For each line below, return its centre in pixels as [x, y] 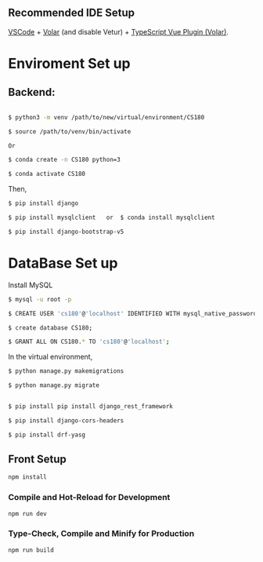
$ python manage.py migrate [54, 385]
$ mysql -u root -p [40, 299]
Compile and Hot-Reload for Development [89, 498]
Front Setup [37, 460]
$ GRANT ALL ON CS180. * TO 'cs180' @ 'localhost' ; [89, 342]
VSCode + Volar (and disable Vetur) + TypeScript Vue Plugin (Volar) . [119, 31]
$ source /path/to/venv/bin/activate [70, 131]
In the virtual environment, [50, 357]
